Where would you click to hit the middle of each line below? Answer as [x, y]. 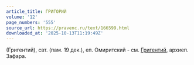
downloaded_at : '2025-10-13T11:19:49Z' [55, 33]
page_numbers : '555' [31, 22]
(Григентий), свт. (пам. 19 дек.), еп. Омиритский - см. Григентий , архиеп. [97, 50]
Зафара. [16, 56]
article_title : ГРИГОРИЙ [36, 11]
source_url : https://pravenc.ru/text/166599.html [68, 28]
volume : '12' [22, 17]
